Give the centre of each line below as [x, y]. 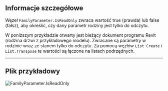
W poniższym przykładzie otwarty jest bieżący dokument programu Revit [80, 35]
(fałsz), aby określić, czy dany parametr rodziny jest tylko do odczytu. [77, 25]
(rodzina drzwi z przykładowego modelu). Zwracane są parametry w [76, 40]
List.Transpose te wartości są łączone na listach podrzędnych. [70, 51]
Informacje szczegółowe [44, 8]
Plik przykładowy [33, 71]
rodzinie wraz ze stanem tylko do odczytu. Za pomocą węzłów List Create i [84, 45]
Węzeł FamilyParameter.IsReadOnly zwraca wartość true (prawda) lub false [82, 20]
